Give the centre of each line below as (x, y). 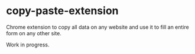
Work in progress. (28, 45)
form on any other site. (34, 33)
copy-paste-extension (62, 11)
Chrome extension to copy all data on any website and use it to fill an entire (97, 27)
